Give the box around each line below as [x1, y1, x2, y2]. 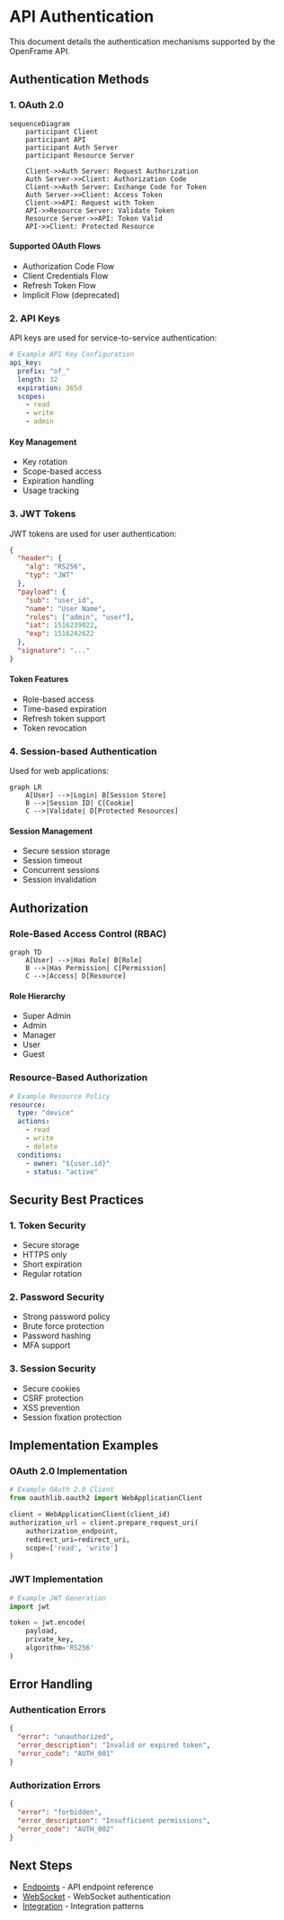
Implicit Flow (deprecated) [22, 289, 120, 300]
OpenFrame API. [9, 45, 70, 56]
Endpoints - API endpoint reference [22, 1881, 155, 1893]
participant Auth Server [25, 142, 119, 152]
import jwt [9, 1602, 50, 1611]
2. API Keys [9, 312, 60, 324]
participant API [25, 135, 87, 144]
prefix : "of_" [17, 367, 70, 376]
